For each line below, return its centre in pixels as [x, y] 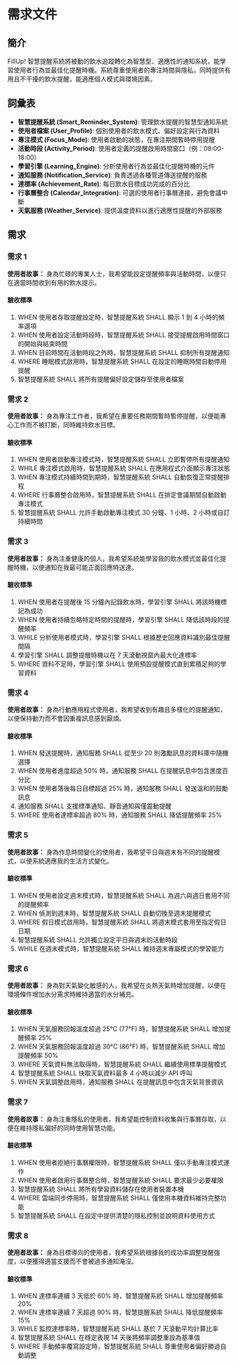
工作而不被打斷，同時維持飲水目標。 [66, 425]
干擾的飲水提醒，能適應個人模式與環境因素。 [91, 79]
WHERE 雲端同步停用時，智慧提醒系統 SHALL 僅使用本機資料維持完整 [119, 1197]
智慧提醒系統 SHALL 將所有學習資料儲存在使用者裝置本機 [101, 1189]
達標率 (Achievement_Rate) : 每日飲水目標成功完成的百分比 [103, 184]
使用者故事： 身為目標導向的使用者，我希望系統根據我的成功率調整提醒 [110, 1252]
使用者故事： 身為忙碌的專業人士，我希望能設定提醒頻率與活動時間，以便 [114, 273]
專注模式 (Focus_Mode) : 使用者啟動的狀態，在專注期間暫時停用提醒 [116, 140]
